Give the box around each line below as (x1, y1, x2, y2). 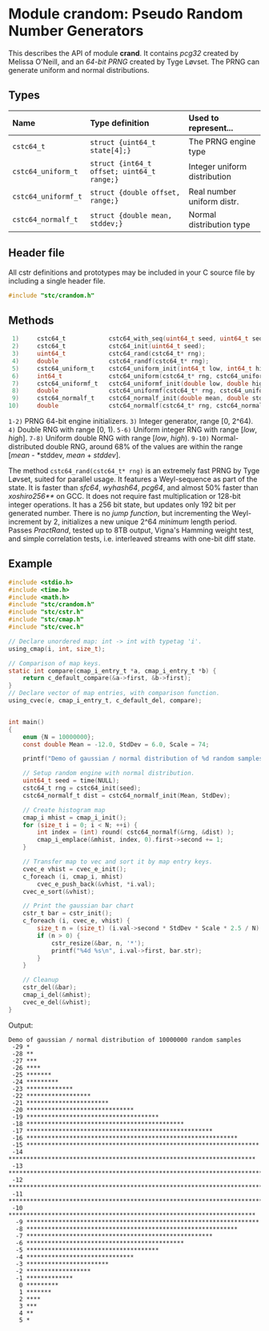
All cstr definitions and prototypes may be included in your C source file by (8, 267, 255, 277)
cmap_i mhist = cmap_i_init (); (22, 814, 127, 822)
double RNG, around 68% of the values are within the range (45, 442, 243, 451)
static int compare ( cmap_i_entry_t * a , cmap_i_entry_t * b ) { (8, 666, 217, 675)
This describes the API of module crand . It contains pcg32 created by (8, 48, 239, 58)
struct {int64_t (90, 159, 152, 168)
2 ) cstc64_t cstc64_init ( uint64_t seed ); (11, 342, 206, 351)
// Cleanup (22, 976, 59, 984)
